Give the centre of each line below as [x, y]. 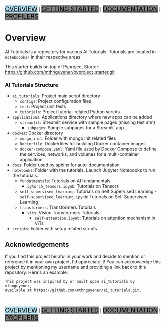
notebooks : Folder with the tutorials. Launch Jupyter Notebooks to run [84, 170]
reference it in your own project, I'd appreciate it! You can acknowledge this [83, 262]
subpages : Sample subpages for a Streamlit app [76, 128]
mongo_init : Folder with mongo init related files [68, 138]
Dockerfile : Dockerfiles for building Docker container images [83, 144]
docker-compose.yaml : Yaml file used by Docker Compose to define [88, 149]
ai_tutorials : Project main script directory [56, 96]
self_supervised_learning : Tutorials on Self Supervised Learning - [88, 192]
